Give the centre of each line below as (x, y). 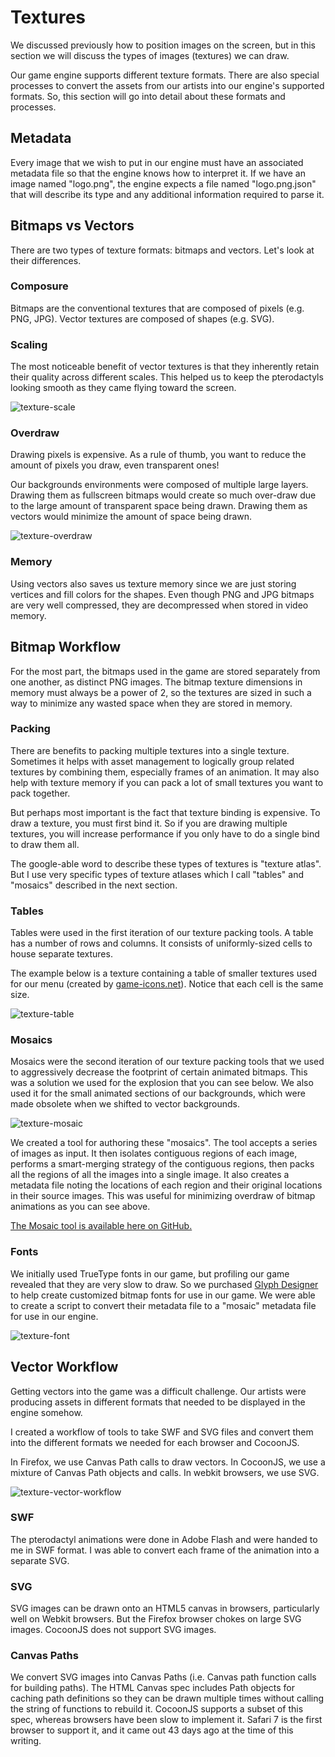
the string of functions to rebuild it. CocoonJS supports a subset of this (157, 1709)
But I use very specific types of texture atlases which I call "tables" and (157, 874)
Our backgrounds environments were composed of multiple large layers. (159, 485)
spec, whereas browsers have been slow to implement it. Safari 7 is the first (166, 1720)
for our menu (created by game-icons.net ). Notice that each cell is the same (167, 984)
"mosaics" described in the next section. (94, 885)
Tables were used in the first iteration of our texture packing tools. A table (162, 933)
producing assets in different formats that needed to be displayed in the (158, 1402)
